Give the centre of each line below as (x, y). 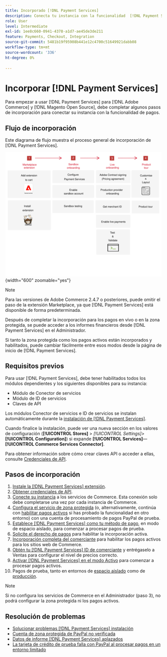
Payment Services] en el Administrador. (46, 330)
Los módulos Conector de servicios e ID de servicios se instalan (71, 413)
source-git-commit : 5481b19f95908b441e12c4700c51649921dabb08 (71, 42)
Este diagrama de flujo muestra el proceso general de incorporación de (78, 140)
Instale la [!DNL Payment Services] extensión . (59, 486)
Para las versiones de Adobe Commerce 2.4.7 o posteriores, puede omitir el (83, 299)
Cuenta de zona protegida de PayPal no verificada (64, 634)
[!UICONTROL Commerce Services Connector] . (55, 444)
